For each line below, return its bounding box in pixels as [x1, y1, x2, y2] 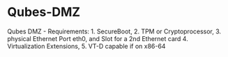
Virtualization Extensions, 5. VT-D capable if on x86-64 [7, 42, 166, 50]
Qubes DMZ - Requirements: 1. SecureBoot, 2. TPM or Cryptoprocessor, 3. [7, 27, 222, 35]
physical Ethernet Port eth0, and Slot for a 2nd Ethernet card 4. [7, 34, 188, 42]
